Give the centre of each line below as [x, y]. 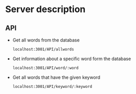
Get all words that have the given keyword [56, 77]
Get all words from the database [46, 40]
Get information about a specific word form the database [72, 59]
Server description [46, 9]
